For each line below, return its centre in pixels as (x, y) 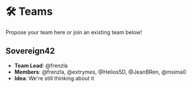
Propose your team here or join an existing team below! (74, 32)
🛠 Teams (29, 12)
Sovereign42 (30, 51)
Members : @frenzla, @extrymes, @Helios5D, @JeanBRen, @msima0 (100, 72)
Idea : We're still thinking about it (54, 78)
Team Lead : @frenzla (41, 65)
